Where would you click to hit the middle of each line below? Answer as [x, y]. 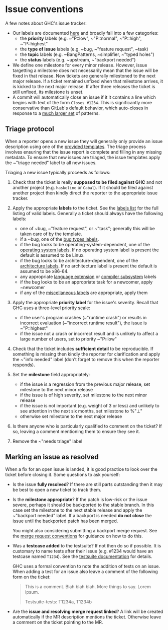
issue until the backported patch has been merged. [65, 521]
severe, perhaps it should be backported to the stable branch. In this [83, 505]
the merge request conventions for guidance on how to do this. [77, 536]
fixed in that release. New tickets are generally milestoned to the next [84, 76]
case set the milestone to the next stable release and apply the [77, 510]
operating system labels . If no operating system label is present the [89, 250]
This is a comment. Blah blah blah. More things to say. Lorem [88, 586]
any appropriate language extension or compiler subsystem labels [88, 276]
